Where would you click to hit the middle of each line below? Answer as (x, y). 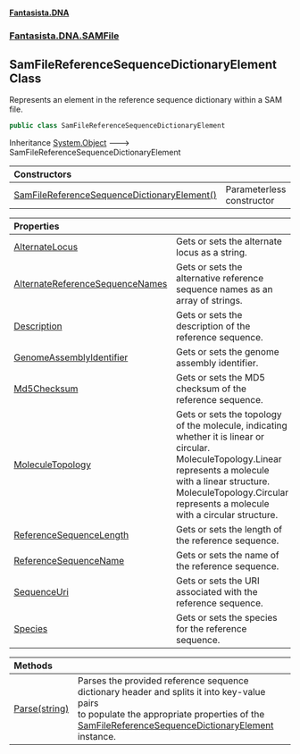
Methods (33, 666)
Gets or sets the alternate (229, 241)
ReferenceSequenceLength (71, 535)
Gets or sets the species (227, 618)
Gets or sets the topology (229, 415)
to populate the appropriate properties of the (171, 715)
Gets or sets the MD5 (221, 378)
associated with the (217, 592)
